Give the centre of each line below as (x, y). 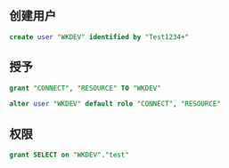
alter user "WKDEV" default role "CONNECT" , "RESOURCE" (115, 104)
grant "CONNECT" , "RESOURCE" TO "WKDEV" (86, 88)
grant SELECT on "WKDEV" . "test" (69, 155)
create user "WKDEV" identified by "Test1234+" (99, 37)
